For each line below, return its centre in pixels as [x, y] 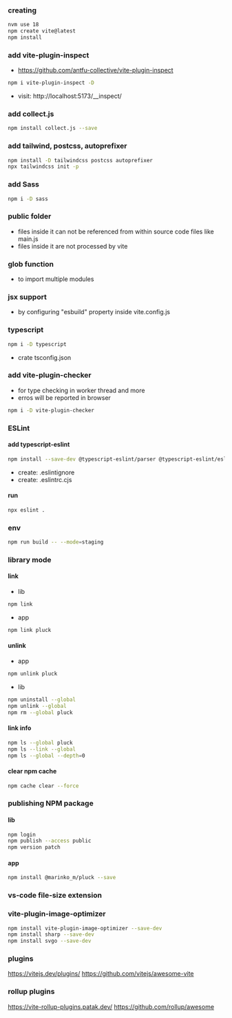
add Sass [24, 184]
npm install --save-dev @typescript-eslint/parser [82, 459]
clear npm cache [32, 771]
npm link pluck [30, 630]
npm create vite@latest [42, 31]
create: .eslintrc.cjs [45, 479]
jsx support [27, 297]
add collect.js [31, 114]
